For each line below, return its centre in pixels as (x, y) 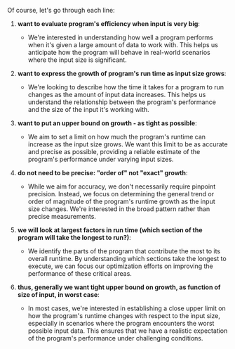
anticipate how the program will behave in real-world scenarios (119, 52)
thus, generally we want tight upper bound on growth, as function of (119, 287)
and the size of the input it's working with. (88, 109)
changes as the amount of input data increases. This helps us (117, 95)
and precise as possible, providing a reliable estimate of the (114, 152)
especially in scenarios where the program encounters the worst (121, 323)
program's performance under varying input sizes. (101, 159)
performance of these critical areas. (80, 273)
